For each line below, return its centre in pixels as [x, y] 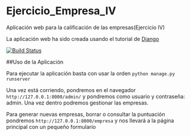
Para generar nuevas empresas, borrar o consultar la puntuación [86, 114]
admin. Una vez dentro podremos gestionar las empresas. [78, 103]
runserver [19, 79]
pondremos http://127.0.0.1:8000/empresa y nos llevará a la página [90, 121]
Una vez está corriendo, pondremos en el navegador [71, 90]
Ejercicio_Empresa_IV [61, 11]
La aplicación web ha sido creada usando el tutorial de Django [83, 39]
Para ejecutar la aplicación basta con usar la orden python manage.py [90, 73]
